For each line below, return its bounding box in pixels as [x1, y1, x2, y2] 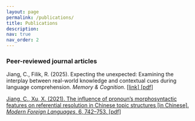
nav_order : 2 [6, 37, 39, 43]
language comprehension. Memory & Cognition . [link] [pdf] [6, 83, 153, 91]
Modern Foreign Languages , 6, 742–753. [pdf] [6, 108, 121, 116]
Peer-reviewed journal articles [6, 57, 98, 65]
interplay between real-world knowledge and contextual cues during [6, 77, 177, 85]
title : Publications [6, 20, 59, 26]
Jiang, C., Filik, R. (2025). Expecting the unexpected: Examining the [6, 71, 174, 78]
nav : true [6, 31, 31, 38]
